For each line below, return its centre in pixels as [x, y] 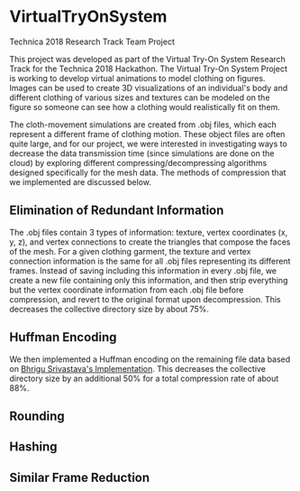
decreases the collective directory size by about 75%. [109, 309]
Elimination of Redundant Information [117, 211]
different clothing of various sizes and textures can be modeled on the [140, 97]
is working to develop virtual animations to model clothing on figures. [137, 78]
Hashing [33, 447]
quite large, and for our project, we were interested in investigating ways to [149, 144]
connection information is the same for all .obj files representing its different [150, 261]
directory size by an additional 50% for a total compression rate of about [144, 378]
